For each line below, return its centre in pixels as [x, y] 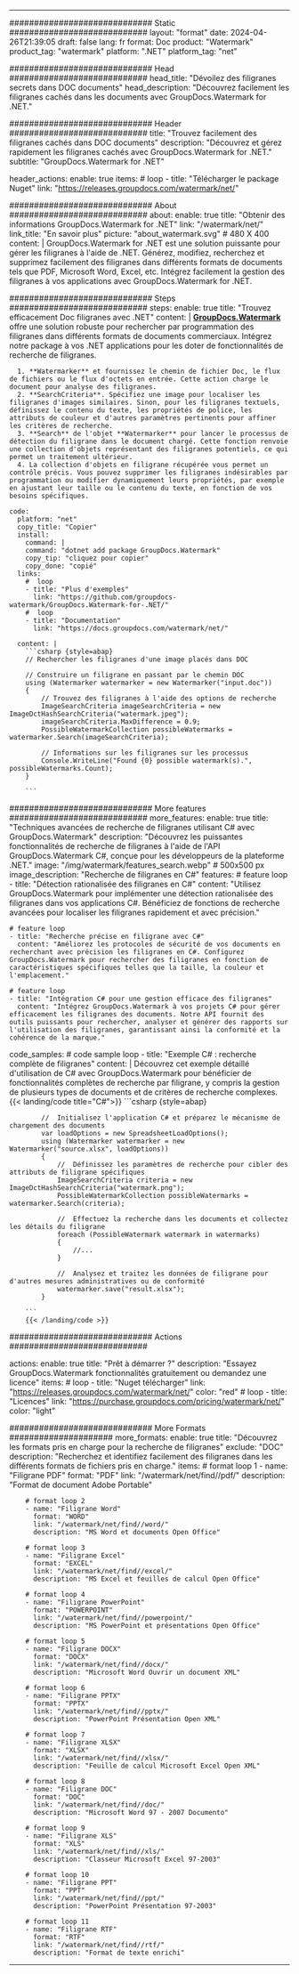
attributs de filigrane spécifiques [77, 1172]
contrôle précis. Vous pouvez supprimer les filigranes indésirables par [149, 473]
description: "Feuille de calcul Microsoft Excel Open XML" [146, 1766]
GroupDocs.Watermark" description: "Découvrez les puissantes [126, 837]
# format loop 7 [56, 1735]
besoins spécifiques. [49, 496]
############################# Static [93, 23]
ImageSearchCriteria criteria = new [125, 1180]
